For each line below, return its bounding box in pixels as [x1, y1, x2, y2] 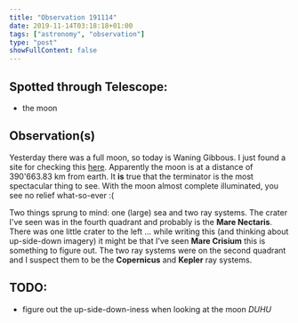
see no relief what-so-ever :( [9, 190, 115, 200]
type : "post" [9, 37, 58, 47]
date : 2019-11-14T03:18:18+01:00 [9, 21, 133, 30]
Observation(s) [9, 128, 96, 143]
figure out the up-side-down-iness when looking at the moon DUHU [21, 303, 272, 314]
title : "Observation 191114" [9, 12, 117, 22]
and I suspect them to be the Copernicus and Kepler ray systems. [9, 254, 253, 265]
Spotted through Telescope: [9, 79, 168, 94]
